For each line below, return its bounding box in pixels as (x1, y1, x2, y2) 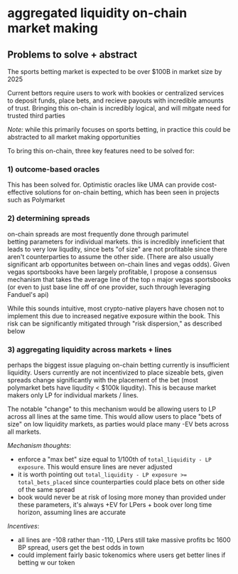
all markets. (7, 427, 41, 436)
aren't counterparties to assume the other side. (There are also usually (7, 252, 214, 261)
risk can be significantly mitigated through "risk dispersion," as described (7, 319, 222, 328)
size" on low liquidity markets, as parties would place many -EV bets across (7, 419, 229, 428)
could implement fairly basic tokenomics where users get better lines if (17, 550, 226, 559)
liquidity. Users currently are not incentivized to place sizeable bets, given (7, 368, 224, 377)
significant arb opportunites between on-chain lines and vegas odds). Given (7, 260, 230, 268)
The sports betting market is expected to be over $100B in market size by (7, 68, 222, 75)
